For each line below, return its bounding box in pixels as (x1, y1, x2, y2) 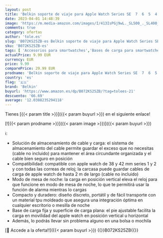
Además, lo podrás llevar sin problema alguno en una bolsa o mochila (12, 218, 151, 224)
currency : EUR (5, 57, 34, 62)
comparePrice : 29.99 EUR (5, 66, 55, 71)
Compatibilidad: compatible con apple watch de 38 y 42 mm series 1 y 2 (12, 161, 157, 167)
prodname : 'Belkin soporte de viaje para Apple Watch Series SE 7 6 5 (5, 71, 158, 76)
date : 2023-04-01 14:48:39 (5, 16, 60, 21)
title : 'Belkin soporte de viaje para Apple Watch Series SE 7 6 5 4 (5, 12, 158, 17)
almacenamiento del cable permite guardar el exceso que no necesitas (12, 145, 154, 151)
